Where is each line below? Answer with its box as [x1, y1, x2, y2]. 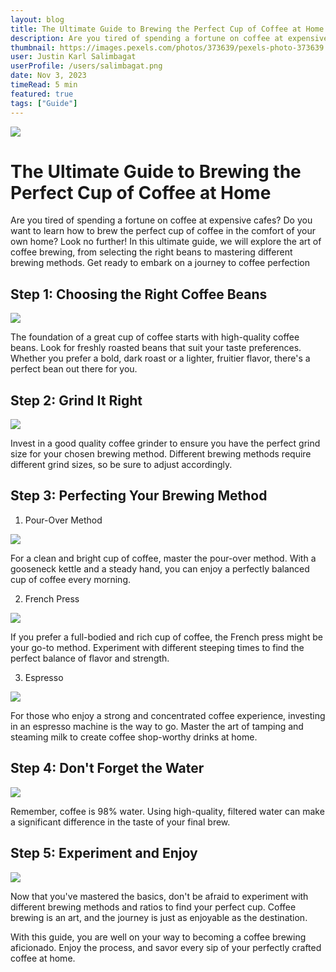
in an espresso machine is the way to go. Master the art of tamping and [10, 720, 304, 732]
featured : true [10, 89, 74, 99]
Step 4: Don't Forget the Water [10, 760, 205, 777]
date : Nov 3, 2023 [10, 71, 87, 81]
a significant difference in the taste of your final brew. [10, 816, 231, 828]
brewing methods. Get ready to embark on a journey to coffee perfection [10, 257, 310, 269]
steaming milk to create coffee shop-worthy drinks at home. [10, 731, 258, 743]
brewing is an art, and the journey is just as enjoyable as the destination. [10, 911, 308, 923]
